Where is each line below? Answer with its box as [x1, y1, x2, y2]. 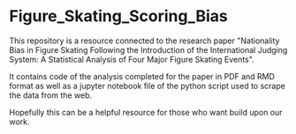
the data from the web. [9, 90, 93, 100]
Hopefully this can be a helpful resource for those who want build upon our [9, 107, 283, 117]
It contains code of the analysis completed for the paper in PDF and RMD [9, 71, 276, 81]
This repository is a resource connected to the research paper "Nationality [9, 35, 280, 46]
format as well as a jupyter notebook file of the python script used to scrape [9, 80, 285, 91]
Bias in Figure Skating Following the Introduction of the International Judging [9, 44, 288, 55]
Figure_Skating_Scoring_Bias [9, 6, 228, 26]
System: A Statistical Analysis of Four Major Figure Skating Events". [9, 54, 254, 64]
